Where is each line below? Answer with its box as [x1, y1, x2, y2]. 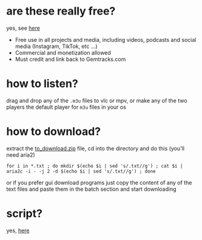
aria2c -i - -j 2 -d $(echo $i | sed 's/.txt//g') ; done [6, 168, 156, 174]
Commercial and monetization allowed [15, 49, 111, 56]
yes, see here [6, 24, 41, 32]
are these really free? [6, 4, 116, 18]
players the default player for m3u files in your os [6, 103, 126, 111]
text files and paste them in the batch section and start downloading [6, 185, 177, 193]
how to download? [6, 125, 101, 139]
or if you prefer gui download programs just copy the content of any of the [6, 179, 192, 186]
